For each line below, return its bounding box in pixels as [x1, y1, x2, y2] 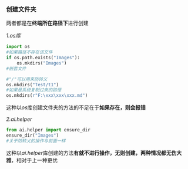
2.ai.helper [6, 116, 32, 123]
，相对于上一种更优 [11, 157, 58, 164]
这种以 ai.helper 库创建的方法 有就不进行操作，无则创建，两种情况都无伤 [6, 149, 177, 156]
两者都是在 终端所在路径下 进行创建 [6, 19, 89, 27]
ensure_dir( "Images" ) [6, 133, 59, 138]
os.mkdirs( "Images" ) [16, 60, 67, 66]
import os [6, 44, 31, 50]
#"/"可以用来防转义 [6, 76, 48, 82]
